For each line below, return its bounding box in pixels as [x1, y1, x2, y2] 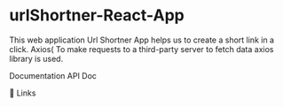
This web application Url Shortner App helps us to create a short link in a [9, 34, 275, 45]
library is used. [9, 53, 64, 64]
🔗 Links [9, 88, 36, 98]
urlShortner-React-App [9, 5, 185, 26]
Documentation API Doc [9, 70, 98, 80]
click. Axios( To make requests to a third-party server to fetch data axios [9, 43, 274, 54]
